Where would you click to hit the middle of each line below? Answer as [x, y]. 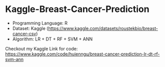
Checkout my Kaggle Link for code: [41, 48]
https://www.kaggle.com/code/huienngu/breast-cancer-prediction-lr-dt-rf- [82, 54]
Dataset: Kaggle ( [30, 28]
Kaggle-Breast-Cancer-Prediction [77, 9]
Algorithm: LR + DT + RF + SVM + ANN [52, 39]
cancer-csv [24, 33]
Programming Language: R [40, 23]
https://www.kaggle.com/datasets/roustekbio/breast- [103, 28]
